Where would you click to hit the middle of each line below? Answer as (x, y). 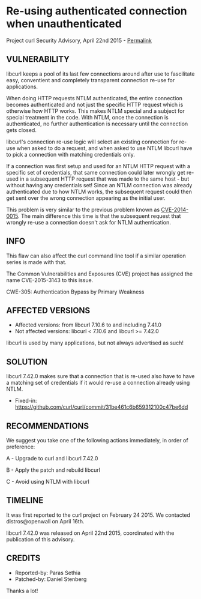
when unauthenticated (64, 24)
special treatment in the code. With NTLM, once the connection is (88, 117)
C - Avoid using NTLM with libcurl (48, 482)
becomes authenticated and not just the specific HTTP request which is (95, 104)
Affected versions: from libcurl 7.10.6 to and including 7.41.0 (88, 325)
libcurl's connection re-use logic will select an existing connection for (92, 142)
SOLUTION (27, 362)
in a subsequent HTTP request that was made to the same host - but (105, 179)
